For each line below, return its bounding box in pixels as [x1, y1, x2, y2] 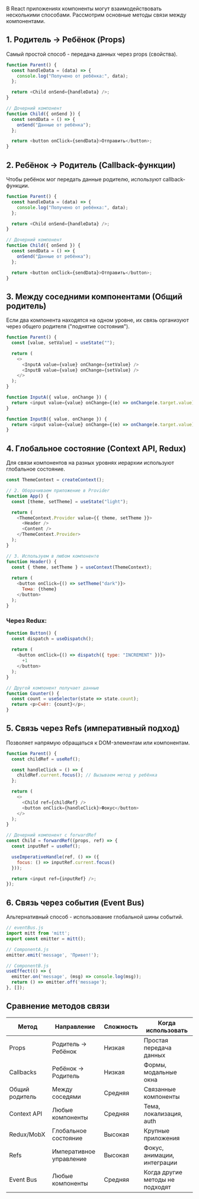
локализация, [143, 1110, 182, 1118]
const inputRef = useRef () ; [11, 843, 81, 849]
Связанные [143, 1085, 176, 1093]
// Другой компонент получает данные [6, 685, 99, 691]
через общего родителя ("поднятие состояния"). [6, 323, 130, 330]
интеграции [143, 1158, 178, 1166]
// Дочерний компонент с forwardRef [6, 832, 97, 838]
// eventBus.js [6, 925, 44, 931]
